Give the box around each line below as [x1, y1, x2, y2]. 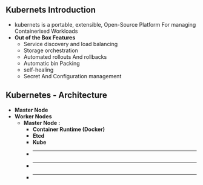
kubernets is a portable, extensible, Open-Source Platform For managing [14, 21, 196, 28]
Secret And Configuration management [23, 72, 122, 79]
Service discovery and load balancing [23, 40, 118, 47]
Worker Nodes [14, 112, 52, 120]
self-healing [23, 66, 54, 73]
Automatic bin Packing [23, 59, 80, 67]
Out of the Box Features [14, 33, 76, 41]
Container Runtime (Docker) [32, 126, 105, 133]
